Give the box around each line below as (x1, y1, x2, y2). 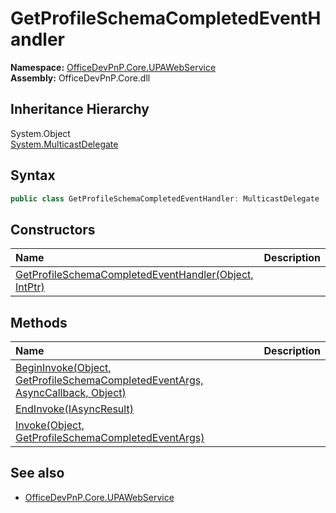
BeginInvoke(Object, (15, 361, 112, 375)
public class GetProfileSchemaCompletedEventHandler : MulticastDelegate (10, 193, 320, 204)
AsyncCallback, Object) (15, 386, 127, 400)
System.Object (10, 127, 71, 139)
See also (10, 465, 65, 482)
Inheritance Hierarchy (10, 101, 150, 118)
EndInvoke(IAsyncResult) (15, 402, 134, 416)
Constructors (10, 221, 96, 238)
